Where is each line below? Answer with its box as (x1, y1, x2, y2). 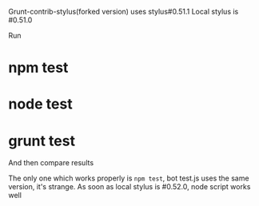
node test (8, 95, 74, 113)
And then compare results (8, 158, 94, 168)
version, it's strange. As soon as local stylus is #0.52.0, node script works (8, 182, 251, 192)
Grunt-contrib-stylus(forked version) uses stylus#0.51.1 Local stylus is (8, 7, 239, 16)
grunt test (8, 132, 76, 150)
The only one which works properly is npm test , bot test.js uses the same (8, 173, 249, 183)
